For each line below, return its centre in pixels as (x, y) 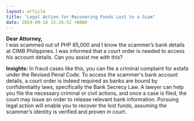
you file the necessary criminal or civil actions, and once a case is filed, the (96, 93)
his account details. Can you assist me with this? (64, 57)
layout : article (26, 11)
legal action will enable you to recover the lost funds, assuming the (86, 106)
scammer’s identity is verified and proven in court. (66, 112)
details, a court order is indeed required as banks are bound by (82, 81)
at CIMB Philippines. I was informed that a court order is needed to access (96, 51)
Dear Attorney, (24, 39)
